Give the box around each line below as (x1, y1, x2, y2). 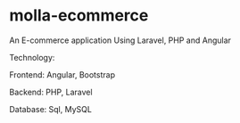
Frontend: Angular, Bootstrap (9, 69, 116, 80)
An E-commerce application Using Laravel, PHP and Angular (9, 35, 232, 45)
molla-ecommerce (9, 5, 149, 26)
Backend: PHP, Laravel (9, 86, 93, 97)
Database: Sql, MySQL (9, 103, 92, 114)
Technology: (9, 52, 55, 62)
